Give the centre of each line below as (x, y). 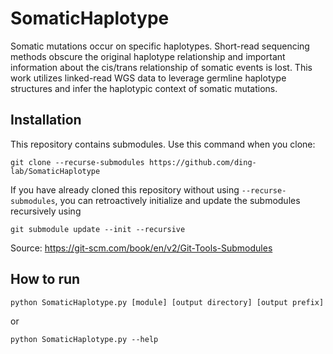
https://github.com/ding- (202, 162)
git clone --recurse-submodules (77, 162)
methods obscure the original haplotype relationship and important (148, 56)
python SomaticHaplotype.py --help (84, 339)
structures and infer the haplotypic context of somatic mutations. (144, 88)
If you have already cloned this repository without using (125, 189)
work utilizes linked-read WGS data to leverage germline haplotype (148, 78)
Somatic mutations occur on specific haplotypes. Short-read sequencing (160, 46)
